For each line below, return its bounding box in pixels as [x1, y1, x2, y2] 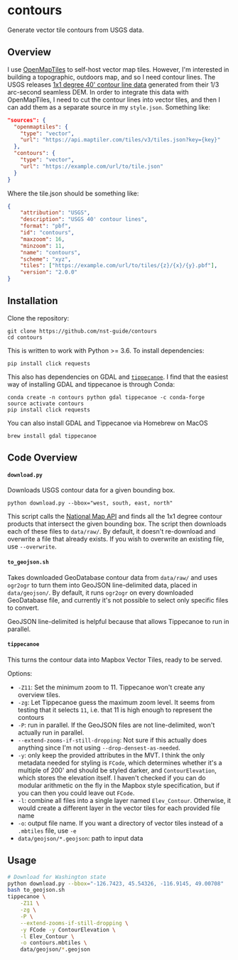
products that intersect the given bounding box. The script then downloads [7, 519, 227, 528]
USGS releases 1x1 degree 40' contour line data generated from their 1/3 [7, 80, 220, 89]
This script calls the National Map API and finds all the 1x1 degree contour [7, 512, 222, 521]
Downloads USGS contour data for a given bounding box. [7, 486, 175, 495]
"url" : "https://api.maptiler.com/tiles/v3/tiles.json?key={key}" [20, 136, 221, 144]
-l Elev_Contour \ [20, 933, 75, 940]
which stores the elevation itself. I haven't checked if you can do [17, 773, 206, 782]
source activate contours [7, 400, 84, 407]
